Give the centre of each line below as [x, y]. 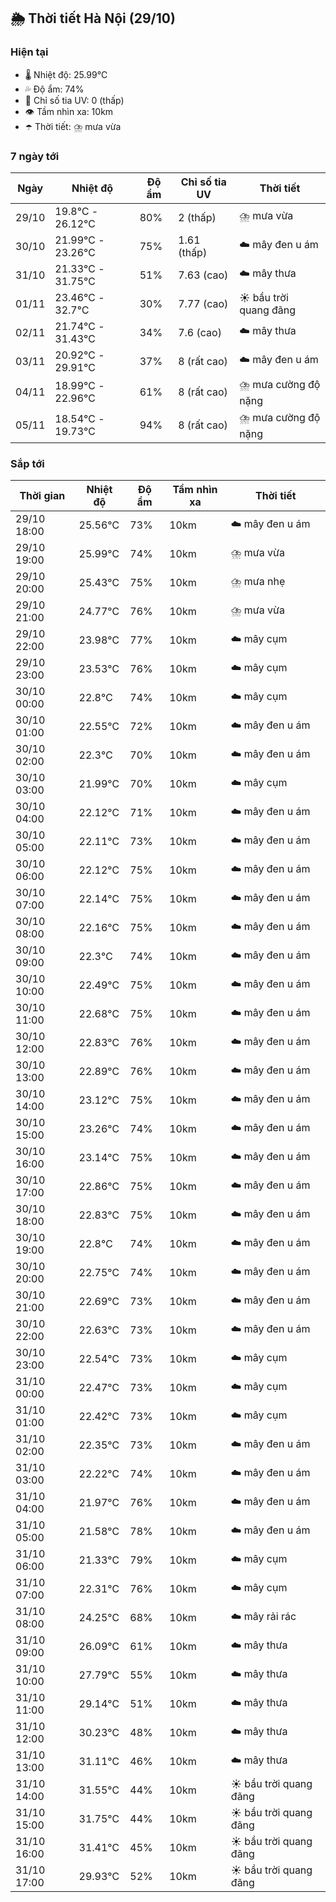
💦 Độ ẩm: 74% [54, 89]
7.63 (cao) [203, 275]
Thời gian [42, 496]
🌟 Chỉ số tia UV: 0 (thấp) [74, 100]
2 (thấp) [197, 217]
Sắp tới [27, 463]
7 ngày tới [35, 156]
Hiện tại [29, 52]
